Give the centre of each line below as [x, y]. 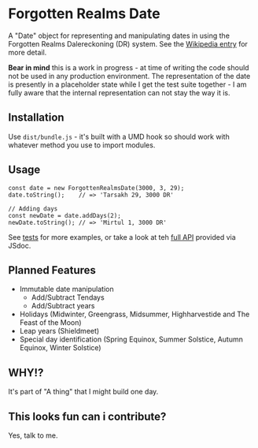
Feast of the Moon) [50, 323]
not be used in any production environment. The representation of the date [129, 76]
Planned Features [52, 270]
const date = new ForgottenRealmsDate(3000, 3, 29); [96, 188]
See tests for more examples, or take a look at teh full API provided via [122, 237]
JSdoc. [20, 245]
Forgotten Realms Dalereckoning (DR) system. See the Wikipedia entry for [128, 43]
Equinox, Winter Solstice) [60, 348]
